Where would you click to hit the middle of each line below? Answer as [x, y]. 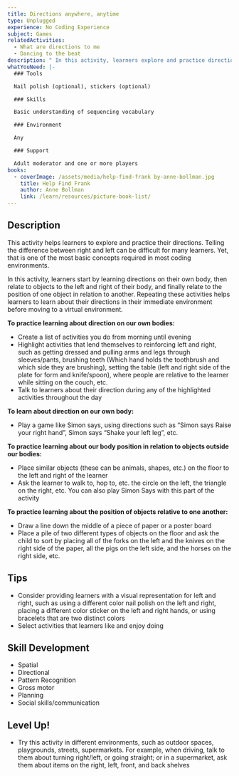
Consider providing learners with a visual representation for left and [117, 595]
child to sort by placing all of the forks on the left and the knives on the [121, 540]
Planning [31, 696]
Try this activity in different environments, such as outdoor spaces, [116, 743]
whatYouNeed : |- [31, 67]
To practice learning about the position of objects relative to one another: [118, 512]
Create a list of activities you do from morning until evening [104, 337]
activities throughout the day [60, 397]
